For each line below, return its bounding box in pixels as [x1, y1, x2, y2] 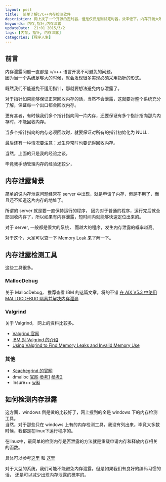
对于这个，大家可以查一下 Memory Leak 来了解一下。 [5, 235, 114, 241]
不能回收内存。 [18, 118, 48, 124]
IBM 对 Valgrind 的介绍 [12, 336, 58, 342]
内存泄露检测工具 [5, 251, 57, 259]
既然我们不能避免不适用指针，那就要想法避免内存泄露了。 [5, 85, 122, 91]
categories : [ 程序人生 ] [5, 35, 51, 40]
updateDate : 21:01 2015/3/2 [5, 26, 65, 31]
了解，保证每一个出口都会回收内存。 [5, 102, 79, 108]
